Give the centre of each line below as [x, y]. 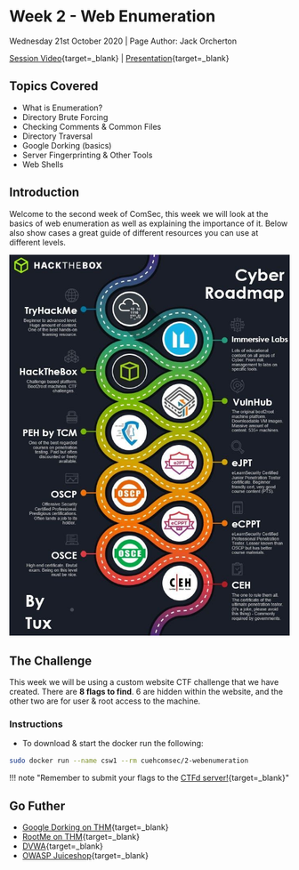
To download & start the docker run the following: [113, 744]
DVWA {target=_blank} [63, 846]
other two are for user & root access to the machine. [105, 701]
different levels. [38, 242]
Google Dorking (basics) [67, 145]
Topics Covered [54, 86]
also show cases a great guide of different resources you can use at [134, 232]
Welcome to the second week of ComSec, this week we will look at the [139, 213]
